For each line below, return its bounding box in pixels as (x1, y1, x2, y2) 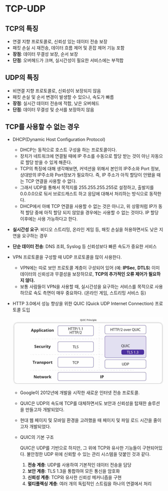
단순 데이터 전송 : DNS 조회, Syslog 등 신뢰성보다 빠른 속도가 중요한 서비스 (12, 243, 157, 249)
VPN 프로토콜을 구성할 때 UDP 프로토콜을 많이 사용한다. (12, 254, 122, 260)
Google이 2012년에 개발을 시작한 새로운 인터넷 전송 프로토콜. (20, 390, 140, 396)
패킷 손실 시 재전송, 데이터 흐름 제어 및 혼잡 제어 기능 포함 (12, 45, 125, 51)
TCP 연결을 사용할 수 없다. (25, 178, 77, 184)
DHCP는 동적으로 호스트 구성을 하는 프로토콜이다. (20, 147, 117, 153)
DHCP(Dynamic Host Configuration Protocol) (12, 136, 106, 142)
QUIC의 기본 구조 (20, 434, 54, 440)
